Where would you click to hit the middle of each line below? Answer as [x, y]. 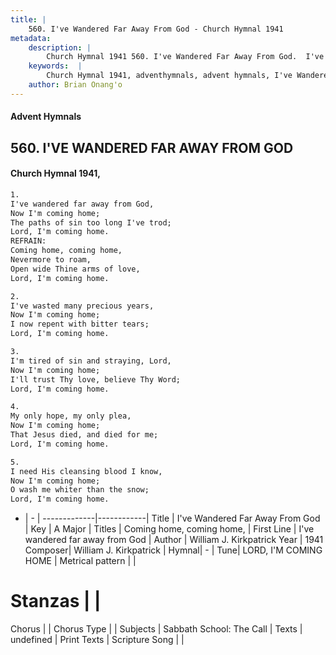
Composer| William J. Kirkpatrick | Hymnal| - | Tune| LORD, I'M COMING [173, 550]
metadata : [31, 38]
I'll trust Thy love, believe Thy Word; [96, 379]
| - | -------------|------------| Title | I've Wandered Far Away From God [172, 518]
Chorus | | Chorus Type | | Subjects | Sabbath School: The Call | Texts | [156, 629]
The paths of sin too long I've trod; [91, 222]
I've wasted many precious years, [82, 306]
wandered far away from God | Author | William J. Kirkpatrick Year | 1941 [174, 540]
